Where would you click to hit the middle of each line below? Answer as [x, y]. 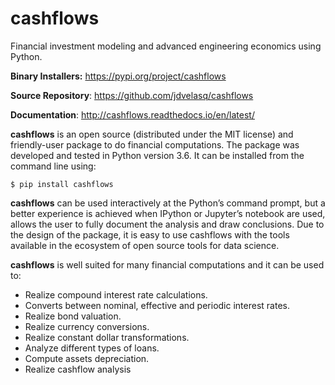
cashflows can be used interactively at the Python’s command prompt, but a [168, 203]
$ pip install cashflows [62, 184]
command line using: [53, 166]
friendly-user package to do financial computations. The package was [155, 144]
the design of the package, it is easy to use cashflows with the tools [150, 234]
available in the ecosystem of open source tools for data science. [145, 245]
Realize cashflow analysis [78, 369]
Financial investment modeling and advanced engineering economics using [166, 46]
